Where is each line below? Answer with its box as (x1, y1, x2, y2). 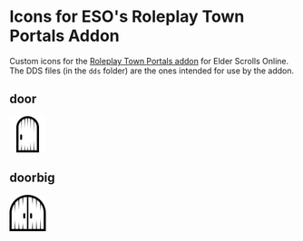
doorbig (9, 170, 56, 186)
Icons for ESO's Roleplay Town (9, 6, 245, 27)
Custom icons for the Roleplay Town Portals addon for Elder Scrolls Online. (9, 55, 289, 66)
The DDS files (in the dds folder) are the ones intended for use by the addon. (9, 65, 295, 76)
